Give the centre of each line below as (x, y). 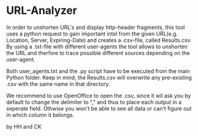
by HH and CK (24, 126)
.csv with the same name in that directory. (58, 84)
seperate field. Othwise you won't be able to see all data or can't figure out (99, 108)
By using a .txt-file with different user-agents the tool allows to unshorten (97, 47)
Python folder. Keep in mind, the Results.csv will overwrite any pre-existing (99, 77)
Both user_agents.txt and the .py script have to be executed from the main (98, 71)
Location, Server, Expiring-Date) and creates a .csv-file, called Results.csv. (99, 40)
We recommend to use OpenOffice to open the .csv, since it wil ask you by (99, 96)
